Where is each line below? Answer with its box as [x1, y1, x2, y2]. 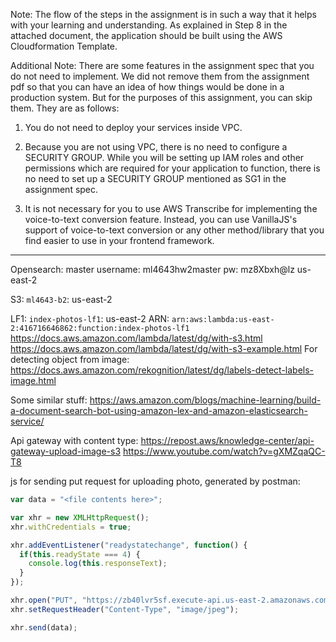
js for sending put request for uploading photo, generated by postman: [10, 475, 301, 487]
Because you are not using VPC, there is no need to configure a [24, 141, 288, 153]
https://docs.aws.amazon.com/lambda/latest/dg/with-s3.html [10, 332, 263, 344]
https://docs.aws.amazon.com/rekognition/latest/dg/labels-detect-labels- [10, 364, 315, 376]
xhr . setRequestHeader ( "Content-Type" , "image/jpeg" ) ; [10, 604, 240, 614]
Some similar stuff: [10, 394, 88, 406]
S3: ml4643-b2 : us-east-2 [10, 294, 113, 305]
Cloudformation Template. [10, 40, 118, 52]
